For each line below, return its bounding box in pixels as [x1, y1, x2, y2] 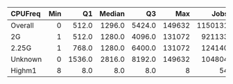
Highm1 [10, 66, 37, 75]
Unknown [10, 55, 42, 64]
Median [99, 9, 125, 18]
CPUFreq [10, 9, 41, 18]
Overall [10, 21, 34, 30]
